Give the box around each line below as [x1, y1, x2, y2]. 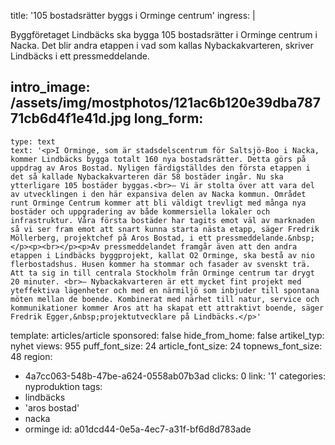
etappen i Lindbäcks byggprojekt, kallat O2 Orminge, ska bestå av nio [10, 250, 315, 260]
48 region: [10, 350, 53, 362]
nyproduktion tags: [24, 380, 103, 392]
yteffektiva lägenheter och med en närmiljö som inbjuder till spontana [10, 285, 320, 295]
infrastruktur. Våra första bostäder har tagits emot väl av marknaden [10, 215, 315, 225]
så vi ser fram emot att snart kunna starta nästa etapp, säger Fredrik [10, 224, 320, 234]
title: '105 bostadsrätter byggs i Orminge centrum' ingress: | [10, 10, 256, 21]
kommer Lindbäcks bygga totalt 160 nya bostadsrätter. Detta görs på [10, 154, 307, 164]
